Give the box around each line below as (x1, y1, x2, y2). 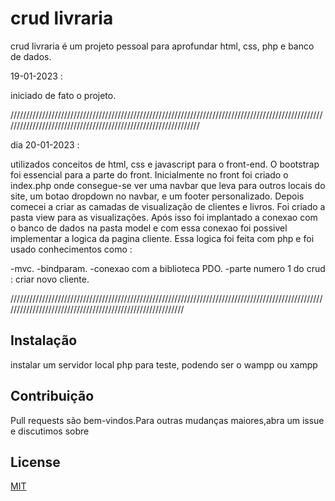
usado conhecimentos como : (10, 243, 133, 255)
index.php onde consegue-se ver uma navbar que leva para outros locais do (10, 179, 326, 191)
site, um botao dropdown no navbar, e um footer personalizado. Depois (10, 190, 305, 202)
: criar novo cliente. (10, 273, 90, 285)
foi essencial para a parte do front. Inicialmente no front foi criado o (10, 168, 289, 181)
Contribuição (10, 388, 95, 405)
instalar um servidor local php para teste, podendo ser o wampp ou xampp (10, 358, 318, 371)
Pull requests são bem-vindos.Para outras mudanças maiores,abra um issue (10, 414, 325, 426)
